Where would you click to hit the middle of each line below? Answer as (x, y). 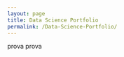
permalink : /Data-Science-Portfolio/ (62, 26)
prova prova (25, 47)
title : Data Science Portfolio (53, 20)
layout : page (26, 14)
